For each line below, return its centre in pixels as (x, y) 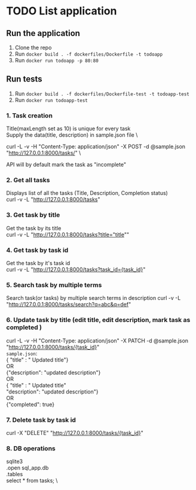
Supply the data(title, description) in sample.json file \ (72, 135)
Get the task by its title (34, 228)
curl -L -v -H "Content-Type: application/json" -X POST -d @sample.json (96, 147)
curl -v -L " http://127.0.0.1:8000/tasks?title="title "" (68, 235)
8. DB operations (31, 448)
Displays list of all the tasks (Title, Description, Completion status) (87, 193)
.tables (15, 474)
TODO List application (62, 11)
